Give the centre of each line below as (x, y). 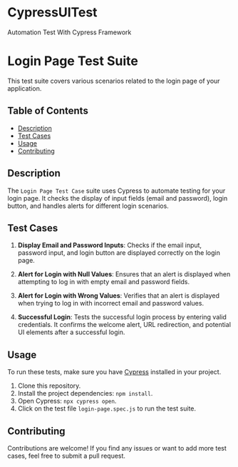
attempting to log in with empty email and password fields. (104, 282)
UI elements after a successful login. (71, 332)
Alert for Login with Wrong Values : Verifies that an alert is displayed (118, 296)
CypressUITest (52, 12)
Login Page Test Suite (73, 61)
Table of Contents (48, 111)
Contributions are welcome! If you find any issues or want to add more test (117, 448)
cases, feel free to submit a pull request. (67, 456)
